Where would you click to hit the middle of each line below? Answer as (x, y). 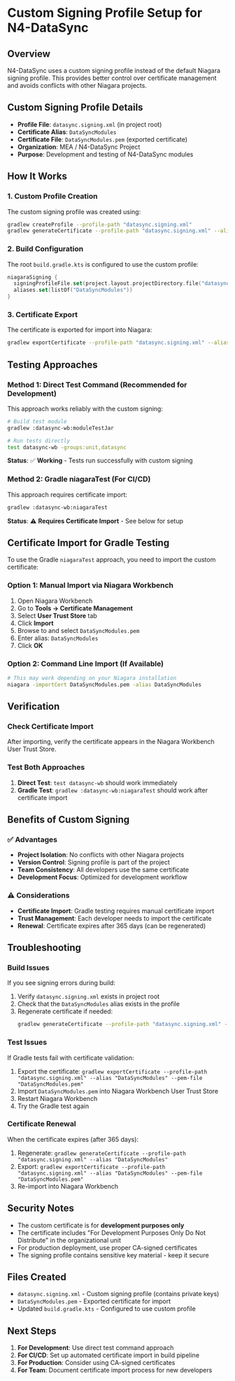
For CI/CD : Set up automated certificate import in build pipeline (108, 1355)
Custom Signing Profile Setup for (105, 13)
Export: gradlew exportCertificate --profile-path (91, 1166)
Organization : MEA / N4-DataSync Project (79, 147)
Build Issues (29, 968)
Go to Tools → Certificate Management (75, 608)
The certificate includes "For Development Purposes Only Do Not (112, 1232)
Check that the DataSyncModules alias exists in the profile (99, 1004)
